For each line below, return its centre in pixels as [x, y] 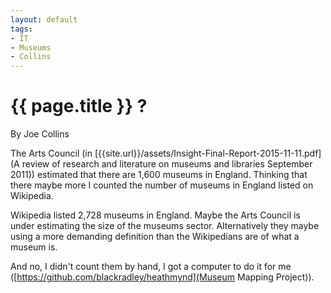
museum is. [34, 247]
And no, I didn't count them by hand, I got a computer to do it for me [151, 267]
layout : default [44, 19]
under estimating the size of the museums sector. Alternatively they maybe [165, 226]
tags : [21, 29]
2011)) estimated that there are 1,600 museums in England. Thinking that [159, 175]
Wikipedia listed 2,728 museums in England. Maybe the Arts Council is [155, 215]
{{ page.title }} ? [79, 106]
